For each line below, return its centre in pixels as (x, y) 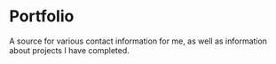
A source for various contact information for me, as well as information (138, 41)
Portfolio (42, 16)
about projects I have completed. (70, 50)
